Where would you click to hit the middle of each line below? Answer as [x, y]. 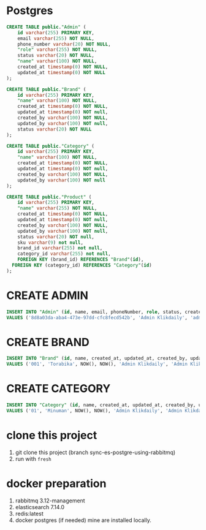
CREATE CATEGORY [59, 389]
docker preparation [56, 483]
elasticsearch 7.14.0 [40, 507]
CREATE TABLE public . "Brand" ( [46, 89]
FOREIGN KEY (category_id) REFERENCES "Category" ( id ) [82, 265]
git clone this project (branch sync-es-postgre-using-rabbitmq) [95, 452]
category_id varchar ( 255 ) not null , [64, 254]
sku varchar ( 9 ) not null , [51, 243]
